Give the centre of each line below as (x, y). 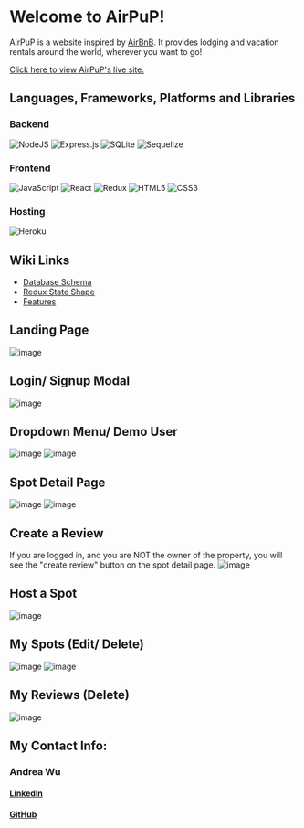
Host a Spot (43, 594)
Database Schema (57, 282)
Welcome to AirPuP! (87, 17)
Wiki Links (40, 260)
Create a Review (57, 533)
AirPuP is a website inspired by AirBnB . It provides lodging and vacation (145, 42)
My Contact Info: (58, 745)
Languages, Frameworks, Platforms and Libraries (152, 98)
